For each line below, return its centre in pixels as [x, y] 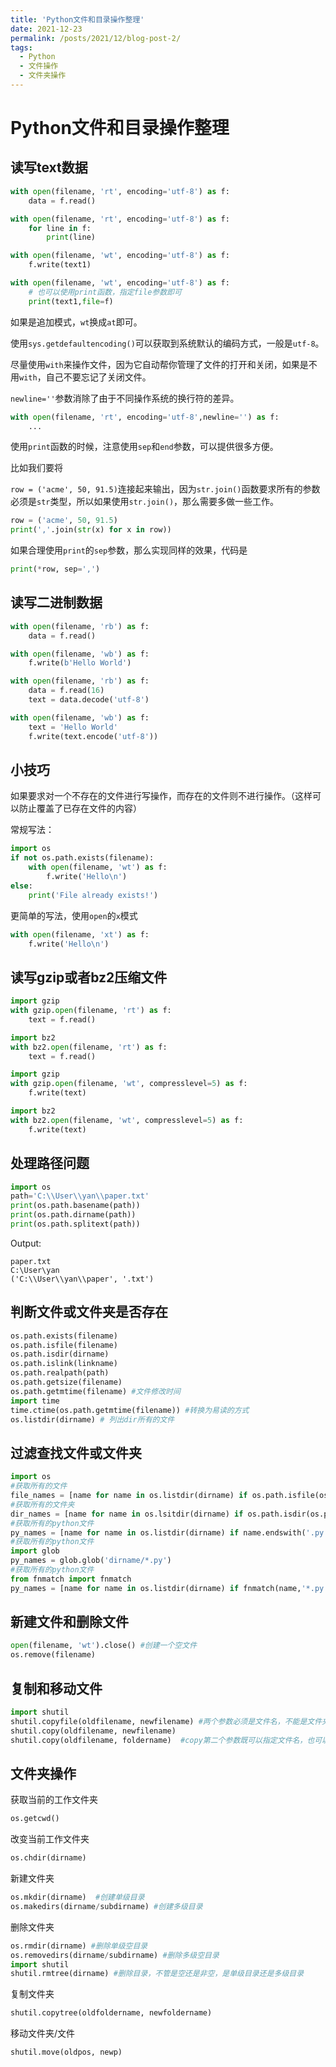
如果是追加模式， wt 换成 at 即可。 [76, 322]
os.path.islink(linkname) [64, 1364]
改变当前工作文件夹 [50, 1839]
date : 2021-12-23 [46, 29]
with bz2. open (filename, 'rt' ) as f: [89, 1047]
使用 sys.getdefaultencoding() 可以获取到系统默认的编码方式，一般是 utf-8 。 [167, 343]
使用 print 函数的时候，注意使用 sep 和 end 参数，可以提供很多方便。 [144, 447]
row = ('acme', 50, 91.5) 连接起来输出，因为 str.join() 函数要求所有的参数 [165, 489]
